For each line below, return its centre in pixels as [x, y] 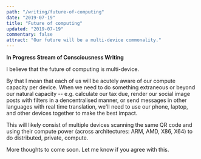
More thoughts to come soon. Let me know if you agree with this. [88, 150]
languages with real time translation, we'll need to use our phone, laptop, [97, 107]
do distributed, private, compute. [47, 138]
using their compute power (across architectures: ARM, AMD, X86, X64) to [100, 131]
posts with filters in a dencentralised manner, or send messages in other [97, 100]
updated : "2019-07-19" [35, 29]
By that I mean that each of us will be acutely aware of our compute [91, 81]
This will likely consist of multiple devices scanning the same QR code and [99, 125]
